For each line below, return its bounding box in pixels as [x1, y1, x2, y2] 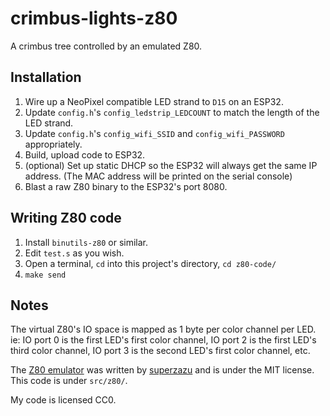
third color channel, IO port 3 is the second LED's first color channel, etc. [10, 345, 311, 357]
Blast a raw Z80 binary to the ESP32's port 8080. [24, 180, 228, 192]
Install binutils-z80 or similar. [24, 236, 149, 248]
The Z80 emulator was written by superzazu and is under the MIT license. [10, 364, 315, 376]
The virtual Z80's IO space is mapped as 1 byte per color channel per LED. [10, 323, 317, 336]
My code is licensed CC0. [10, 394, 117, 406]
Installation [10, 69, 82, 86]
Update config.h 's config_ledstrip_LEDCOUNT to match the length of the [24, 106, 320, 118]
